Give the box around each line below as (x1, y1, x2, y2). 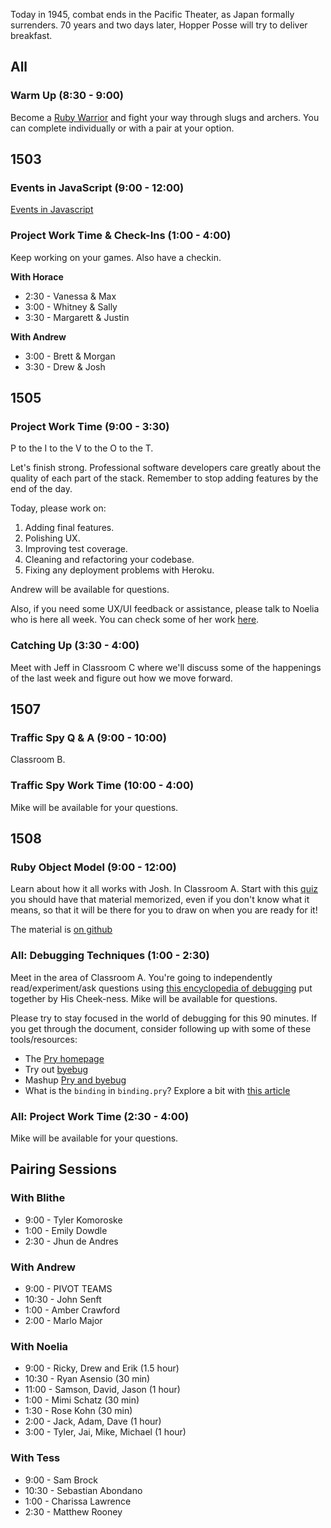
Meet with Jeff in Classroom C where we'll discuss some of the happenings (10, 661, 322, 673)
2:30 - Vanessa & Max (24, 290, 117, 302)
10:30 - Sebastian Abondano (24, 1484, 143, 1496)
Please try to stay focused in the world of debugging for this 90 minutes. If (10, 1012, 318, 1024)
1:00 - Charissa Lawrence (24, 1495, 132, 1507)
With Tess (10, 1451, 61, 1465)
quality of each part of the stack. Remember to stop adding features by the (10, 472, 319, 484)
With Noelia (10, 1339, 69, 1353)
